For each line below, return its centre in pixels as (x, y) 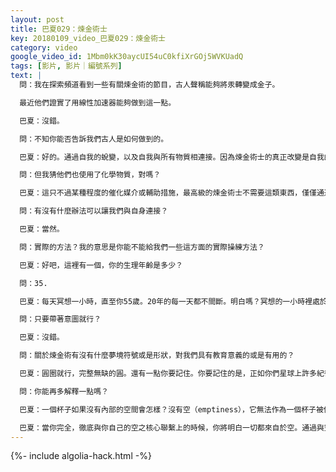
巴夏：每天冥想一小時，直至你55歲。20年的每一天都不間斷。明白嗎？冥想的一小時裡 (166, 301)
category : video (44, 47)
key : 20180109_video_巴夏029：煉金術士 (88, 38)
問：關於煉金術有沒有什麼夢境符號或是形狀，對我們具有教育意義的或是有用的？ (157, 356)
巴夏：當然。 (42, 229)
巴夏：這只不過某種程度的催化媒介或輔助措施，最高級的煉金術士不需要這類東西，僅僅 (168, 193)
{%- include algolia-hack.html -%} (81, 456)
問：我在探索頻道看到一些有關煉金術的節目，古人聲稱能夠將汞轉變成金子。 (149, 85)
